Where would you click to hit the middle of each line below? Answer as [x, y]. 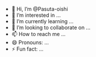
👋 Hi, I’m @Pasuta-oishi [40, 9]
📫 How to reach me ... [38, 34]
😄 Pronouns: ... [30, 42]
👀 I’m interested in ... [36, 15]
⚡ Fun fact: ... [27, 49]
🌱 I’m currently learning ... [42, 21]
